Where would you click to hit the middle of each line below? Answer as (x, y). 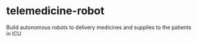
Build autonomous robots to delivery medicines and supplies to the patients (99, 27)
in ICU (14, 33)
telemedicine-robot (55, 11)
